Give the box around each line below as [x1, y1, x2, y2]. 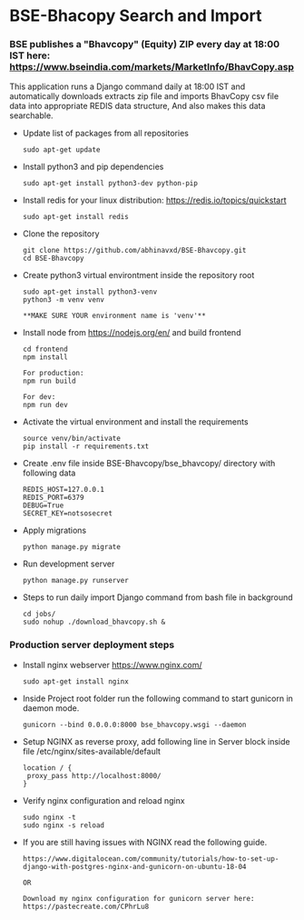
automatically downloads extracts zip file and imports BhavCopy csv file [9, 91, 279, 102]
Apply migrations [22, 525, 87, 536]
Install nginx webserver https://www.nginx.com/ [22, 659, 202, 670]
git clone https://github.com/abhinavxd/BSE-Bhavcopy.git [22, 246, 247, 255]
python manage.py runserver [22, 576, 129, 585]
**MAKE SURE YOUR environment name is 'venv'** [22, 311, 206, 321]
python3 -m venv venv [22, 295, 104, 305]
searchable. [9, 110, 54, 121]
